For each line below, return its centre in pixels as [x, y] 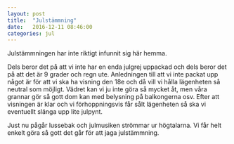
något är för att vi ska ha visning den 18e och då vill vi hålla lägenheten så [114, 82]
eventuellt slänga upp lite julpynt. [55, 112]
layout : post [26, 14]
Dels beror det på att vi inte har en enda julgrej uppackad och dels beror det [117, 67]
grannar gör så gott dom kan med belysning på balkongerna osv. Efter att [113, 97]
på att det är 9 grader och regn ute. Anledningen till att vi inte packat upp [113, 74]
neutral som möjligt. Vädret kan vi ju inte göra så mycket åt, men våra [107, 89]
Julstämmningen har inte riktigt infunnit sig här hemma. [87, 53]
